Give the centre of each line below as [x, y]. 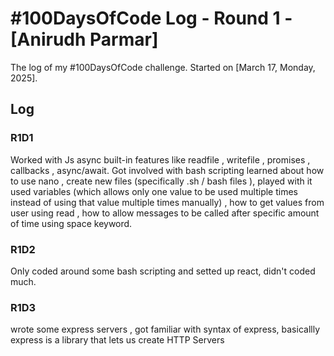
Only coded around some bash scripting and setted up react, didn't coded [163, 271]
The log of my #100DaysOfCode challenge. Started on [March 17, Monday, [163, 67]
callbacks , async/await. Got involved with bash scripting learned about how [167, 170]
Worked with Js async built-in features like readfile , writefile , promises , [160, 159]
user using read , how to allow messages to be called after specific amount [165, 213]
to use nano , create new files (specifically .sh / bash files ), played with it [161, 181]
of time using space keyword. [71, 223]
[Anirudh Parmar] [84, 39]
